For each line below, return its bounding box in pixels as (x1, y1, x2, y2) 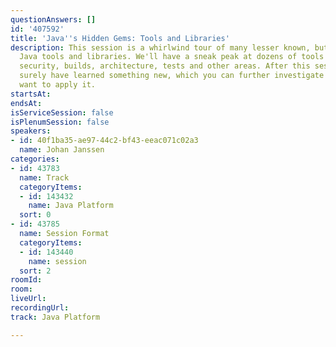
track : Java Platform (10, 312, 101, 322)
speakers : (10, 126, 52, 136)
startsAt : (10, 89, 52, 99)
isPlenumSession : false (10, 117, 110, 127)
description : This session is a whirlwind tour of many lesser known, (10, 42, 311, 53)
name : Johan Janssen (19, 145, 105, 155)
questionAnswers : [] (10, 14, 97, 25)
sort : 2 (19, 266, 52, 276)
